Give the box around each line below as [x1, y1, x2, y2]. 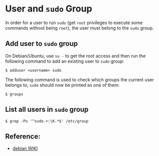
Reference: [5, 132, 41, 140]
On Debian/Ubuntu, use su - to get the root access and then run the [5, 53, 146, 59]
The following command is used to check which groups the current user [5, 76, 154, 83]
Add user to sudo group [5, 40, 78, 48]
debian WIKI [12, 145, 38, 151]
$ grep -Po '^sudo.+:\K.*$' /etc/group [5, 118, 89, 123]
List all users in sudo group [5, 105, 89, 114]
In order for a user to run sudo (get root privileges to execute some [5, 20, 143, 26]
